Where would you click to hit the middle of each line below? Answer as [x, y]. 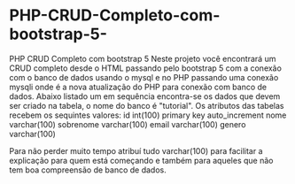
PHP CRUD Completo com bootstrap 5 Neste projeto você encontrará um [143, 58]
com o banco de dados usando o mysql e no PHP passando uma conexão [144, 77]
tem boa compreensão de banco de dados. [88, 170]
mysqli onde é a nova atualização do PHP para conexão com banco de [138, 87]
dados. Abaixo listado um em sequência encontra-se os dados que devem [145, 96]
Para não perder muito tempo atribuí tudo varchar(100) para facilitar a [136, 150]
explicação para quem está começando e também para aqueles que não [141, 160]
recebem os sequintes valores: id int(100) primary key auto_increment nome [148, 115]
